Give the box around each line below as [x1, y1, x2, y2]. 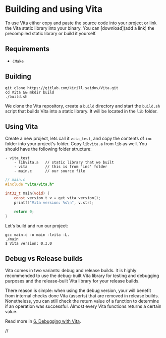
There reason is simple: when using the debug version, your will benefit [5, 287, 151, 293]
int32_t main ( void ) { [5, 191, 50, 196]
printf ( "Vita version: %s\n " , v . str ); [14, 200, 94, 205]
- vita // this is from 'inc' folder [14, 165, 108, 169]
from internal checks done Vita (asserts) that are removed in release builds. [5, 293, 160, 299]
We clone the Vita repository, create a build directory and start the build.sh [5, 103, 160, 109]
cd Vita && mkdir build [5, 90, 55, 95]
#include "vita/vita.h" [5, 182, 55, 187]
